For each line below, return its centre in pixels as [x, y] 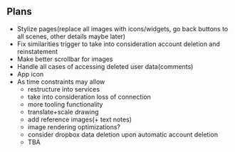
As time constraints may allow [61, 82]
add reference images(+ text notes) [80, 119]
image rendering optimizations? [74, 126]
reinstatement [37, 51]
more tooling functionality [65, 104]
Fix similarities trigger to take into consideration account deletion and [118, 44]
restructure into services [64, 89]
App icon [30, 74]
